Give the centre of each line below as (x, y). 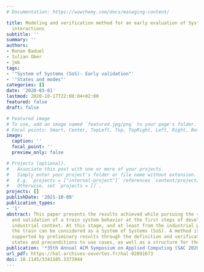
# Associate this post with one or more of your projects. (85, 169)
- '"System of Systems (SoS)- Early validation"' (70, 73)
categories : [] (25, 85)
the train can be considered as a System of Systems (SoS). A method (101, 231)
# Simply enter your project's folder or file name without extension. (102, 175)
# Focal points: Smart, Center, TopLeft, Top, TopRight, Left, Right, (97, 130)
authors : (17, 46)
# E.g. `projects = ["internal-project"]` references (78, 180)
